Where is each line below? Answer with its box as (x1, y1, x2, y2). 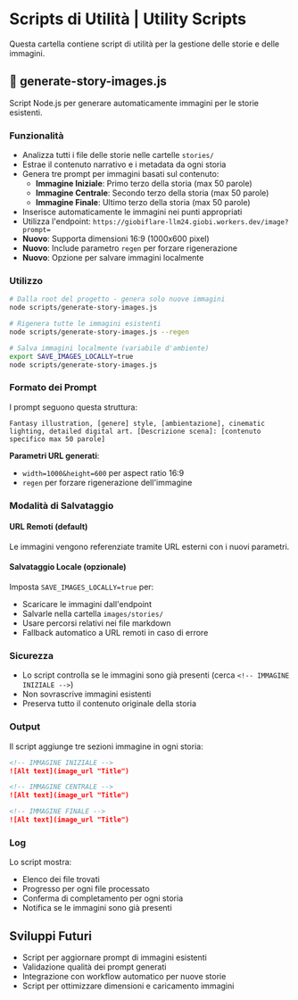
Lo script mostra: (9, 857, 72, 868)
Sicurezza (9, 650, 54, 662)
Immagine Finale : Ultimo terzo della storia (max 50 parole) (35, 197, 252, 208)
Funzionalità (9, 129, 64, 142)
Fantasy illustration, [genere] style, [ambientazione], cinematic (9, 419, 266, 428)
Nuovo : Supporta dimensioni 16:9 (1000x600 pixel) (21, 233, 210, 245)
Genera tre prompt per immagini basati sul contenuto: (21, 169, 219, 179)
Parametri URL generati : (9, 450, 100, 461)
